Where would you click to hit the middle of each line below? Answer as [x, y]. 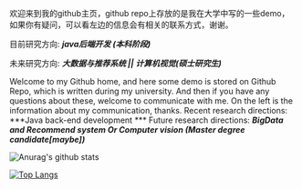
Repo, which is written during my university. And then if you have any [140, 91]
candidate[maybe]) [47, 139]
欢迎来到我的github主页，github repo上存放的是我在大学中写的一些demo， [150, 13]
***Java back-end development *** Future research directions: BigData [147, 120]
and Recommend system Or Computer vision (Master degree [127, 129]
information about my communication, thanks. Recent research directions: [149, 110]
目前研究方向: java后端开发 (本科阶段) [80, 44]
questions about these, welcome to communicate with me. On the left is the [151, 101]
